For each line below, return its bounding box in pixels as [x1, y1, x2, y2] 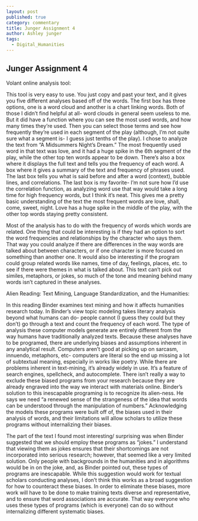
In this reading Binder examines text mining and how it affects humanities [6, 301, 184, 308]
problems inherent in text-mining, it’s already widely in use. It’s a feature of [6, 364, 188, 371]
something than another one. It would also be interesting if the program [6, 253, 180, 260]
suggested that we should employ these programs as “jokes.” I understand [6, 439, 188, 446]
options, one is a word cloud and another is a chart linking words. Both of [6, 103, 184, 110]
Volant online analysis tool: [6, 79, 72, 86]
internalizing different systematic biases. [6, 507, 105, 515]
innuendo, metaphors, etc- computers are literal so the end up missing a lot [6, 352, 190, 359]
